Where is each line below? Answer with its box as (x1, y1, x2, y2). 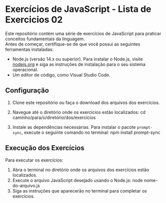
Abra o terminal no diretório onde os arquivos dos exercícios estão (12, 167, 150, 173)
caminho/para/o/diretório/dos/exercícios (12, 114, 96, 120)
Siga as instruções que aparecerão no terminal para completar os (12, 188, 147, 194)
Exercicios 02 (5, 14, 63, 25)
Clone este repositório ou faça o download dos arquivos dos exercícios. (12, 100, 160, 105)
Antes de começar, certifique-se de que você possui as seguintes (5, 41, 141, 47)
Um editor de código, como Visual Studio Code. (12, 72, 111, 78)
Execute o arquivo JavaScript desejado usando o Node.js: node (12, 177, 143, 183)
